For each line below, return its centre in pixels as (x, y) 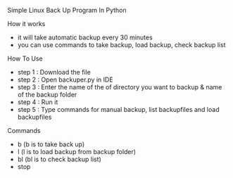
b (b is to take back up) (51, 144)
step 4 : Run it (38, 102)
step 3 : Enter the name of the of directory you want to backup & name (120, 87)
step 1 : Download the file (54, 72)
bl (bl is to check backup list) (59, 159)
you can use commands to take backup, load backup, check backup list (121, 45)
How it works (26, 24)
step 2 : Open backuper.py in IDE (65, 80)
